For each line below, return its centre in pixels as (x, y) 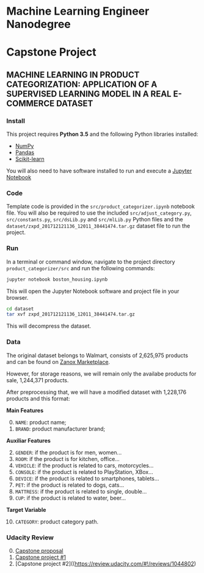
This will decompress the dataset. (49, 326)
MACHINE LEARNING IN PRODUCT (73, 75)
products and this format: (38, 398)
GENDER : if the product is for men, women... (68, 452)
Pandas (25, 153)
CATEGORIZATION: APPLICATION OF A (82, 84)
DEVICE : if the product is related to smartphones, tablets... (87, 478)
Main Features (25, 410)
